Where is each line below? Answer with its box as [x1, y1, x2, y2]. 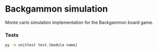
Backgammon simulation [5, 3, 108, 15]
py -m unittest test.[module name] [5, 43, 78, 48]
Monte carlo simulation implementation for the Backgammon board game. [5, 19, 154, 25]
